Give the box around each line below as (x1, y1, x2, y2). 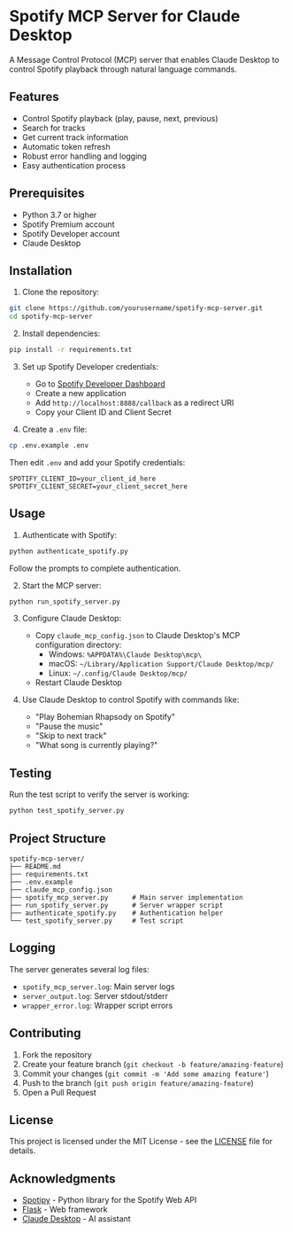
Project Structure (9, 831, 106, 846)
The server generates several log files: (9, 964, 150, 974)
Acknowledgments (9, 1171, 117, 1186)
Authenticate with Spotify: (21, 529, 118, 540)
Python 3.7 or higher (21, 209, 97, 220)
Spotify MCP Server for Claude (9, 6, 241, 27)
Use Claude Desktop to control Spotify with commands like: (21, 694, 240, 706)
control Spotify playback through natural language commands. (9, 64, 237, 74)
